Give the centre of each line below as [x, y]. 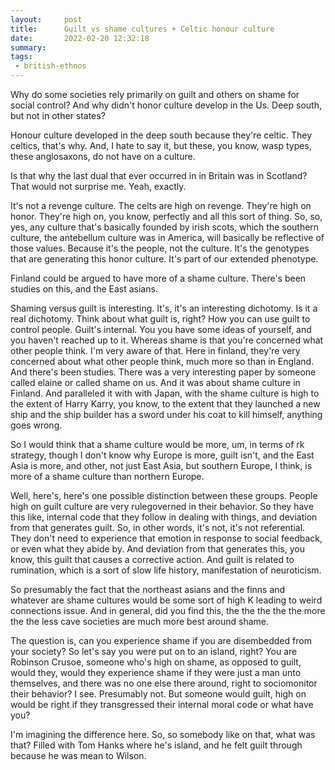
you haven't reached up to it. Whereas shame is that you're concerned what [167, 340]
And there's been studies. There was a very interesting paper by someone [163, 372]
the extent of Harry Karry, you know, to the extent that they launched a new [165, 404]
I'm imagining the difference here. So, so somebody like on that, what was [163, 734]
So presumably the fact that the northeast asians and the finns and [148, 589]
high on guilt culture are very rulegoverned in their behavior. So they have [162, 506]
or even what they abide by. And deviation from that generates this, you [157, 549]
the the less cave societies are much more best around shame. [139, 621]
